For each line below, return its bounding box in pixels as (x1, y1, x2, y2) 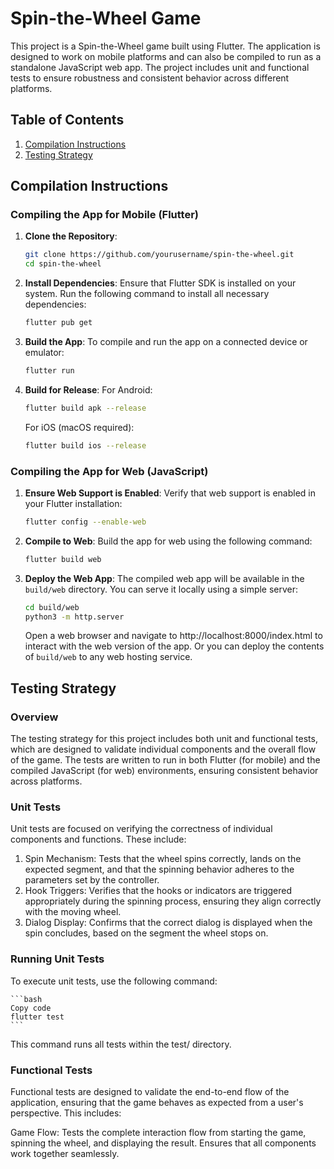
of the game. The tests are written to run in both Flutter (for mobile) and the (10, 754, 321, 766)
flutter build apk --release (24, 403, 147, 413)
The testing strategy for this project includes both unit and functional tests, (10, 733, 318, 745)
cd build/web (24, 602, 80, 612)
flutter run (24, 366, 75, 376)
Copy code (10, 1003, 52, 1013)
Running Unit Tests (10, 952, 105, 966)
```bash (10, 994, 43, 1004)
